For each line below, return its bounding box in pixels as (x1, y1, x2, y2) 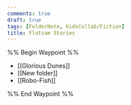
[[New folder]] (17, 69, 58, 77)
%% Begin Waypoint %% (7, 48, 79, 57)
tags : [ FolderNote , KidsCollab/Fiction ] (7, 23, 125, 30)
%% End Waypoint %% (7, 90, 74, 98)
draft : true (7, 17, 41, 23)
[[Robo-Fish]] (17, 77, 57, 85)
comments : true (7, 10, 51, 17)
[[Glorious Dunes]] (17, 61, 70, 70)
